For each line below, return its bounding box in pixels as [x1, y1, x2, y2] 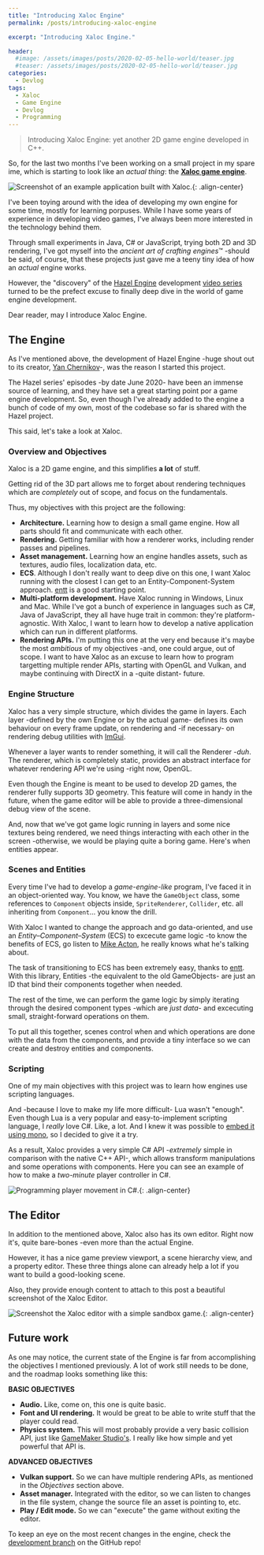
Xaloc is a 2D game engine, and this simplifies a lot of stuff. [8, 464, 201, 474]
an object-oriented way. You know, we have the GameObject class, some [8, 890, 240, 899]
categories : [8, 69, 47, 77]
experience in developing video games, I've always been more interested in [8, 214, 254, 224]
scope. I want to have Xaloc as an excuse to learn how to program [19, 652, 234, 662]
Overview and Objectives [8, 446, 107, 457]
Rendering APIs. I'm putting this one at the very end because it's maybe [19, 635, 255, 645]
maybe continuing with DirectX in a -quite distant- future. [19, 669, 206, 679]
